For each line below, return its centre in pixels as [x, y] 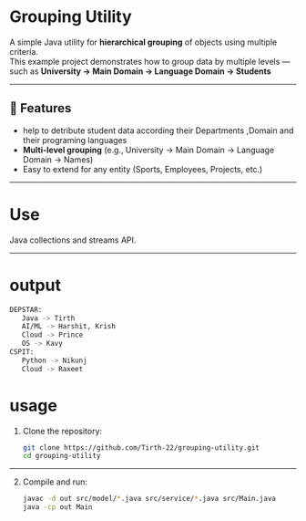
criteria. [24, 51]
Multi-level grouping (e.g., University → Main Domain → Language [148, 150]
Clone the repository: [62, 431]
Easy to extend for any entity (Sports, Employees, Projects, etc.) [143, 169]
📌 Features [41, 108]
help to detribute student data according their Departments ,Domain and [158, 130]
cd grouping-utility [61, 456]
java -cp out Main [57, 507]
